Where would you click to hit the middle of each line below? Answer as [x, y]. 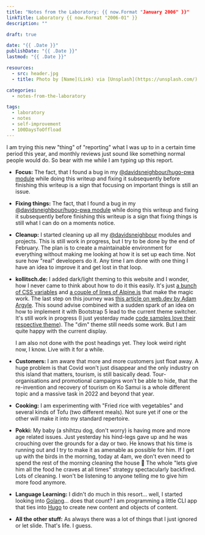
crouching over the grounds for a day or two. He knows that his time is [104, 443]
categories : [21, 90]
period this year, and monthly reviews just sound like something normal [96, 153]
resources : [20, 68]
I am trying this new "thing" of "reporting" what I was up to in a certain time [101, 147]
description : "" [27, 23]
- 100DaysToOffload [37, 130]
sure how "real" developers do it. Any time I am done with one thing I [102, 260]
